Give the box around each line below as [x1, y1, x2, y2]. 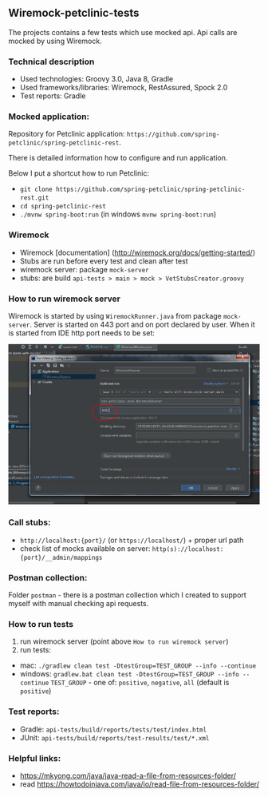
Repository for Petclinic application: [8, 129, 125, 139]
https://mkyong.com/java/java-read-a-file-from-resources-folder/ [19, 771, 237, 780]
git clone [19, 185, 53, 194]
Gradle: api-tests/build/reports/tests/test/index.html [19, 724, 207, 734]
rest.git [19, 194, 49, 202]
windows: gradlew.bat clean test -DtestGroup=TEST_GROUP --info [19, 669, 239, 679]
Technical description [8, 56, 95, 67]
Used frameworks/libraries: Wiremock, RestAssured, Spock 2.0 [19, 83, 228, 93]
